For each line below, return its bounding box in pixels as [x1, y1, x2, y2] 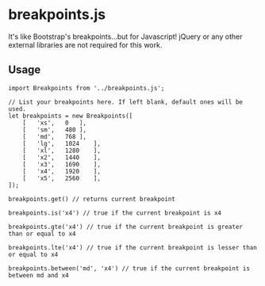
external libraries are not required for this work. [8, 40, 163, 49]
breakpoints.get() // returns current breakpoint [8, 195, 176, 203]
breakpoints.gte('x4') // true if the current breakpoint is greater [8, 223, 244, 231]
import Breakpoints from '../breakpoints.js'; [8, 84, 165, 92]
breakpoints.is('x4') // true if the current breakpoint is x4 [8, 208, 222, 217]
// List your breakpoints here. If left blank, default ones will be [8, 97, 244, 106]
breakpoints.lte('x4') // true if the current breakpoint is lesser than [8, 243, 258, 251]
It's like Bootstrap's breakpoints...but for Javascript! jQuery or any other [8, 32, 243, 41]
